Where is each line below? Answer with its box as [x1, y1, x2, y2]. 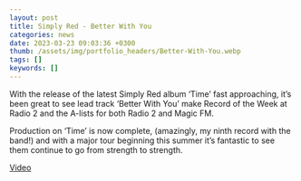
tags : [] [9, 55, 43, 64]
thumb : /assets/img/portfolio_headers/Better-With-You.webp [9, 47, 242, 56]
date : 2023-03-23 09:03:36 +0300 [9, 38, 136, 48]
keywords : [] [9, 64, 59, 73]
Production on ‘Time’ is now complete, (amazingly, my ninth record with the [9, 125, 292, 136]
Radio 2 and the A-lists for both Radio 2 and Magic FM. [9, 108, 215, 119]
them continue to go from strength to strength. [9, 144, 183, 155]
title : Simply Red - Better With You [9, 22, 152, 31]
